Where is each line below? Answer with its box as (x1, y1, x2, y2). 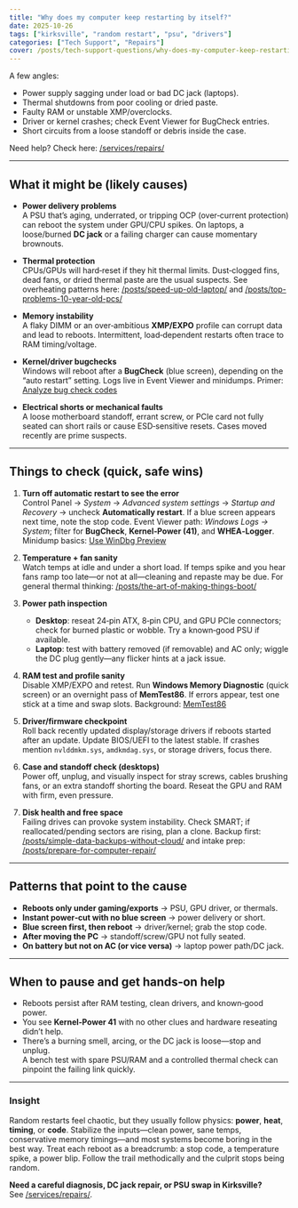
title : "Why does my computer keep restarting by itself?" (9, 12, 232, 22)
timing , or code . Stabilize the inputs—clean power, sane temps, (9, 1124, 242, 1135)
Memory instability (21, 310, 94, 321)
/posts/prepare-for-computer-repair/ (21, 844, 157, 855)
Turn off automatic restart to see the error (21, 487, 180, 498)
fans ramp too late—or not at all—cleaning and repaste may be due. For (21, 571, 284, 582)
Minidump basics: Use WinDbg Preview (21, 535, 167, 545)
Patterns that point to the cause (9, 879, 188, 894)
